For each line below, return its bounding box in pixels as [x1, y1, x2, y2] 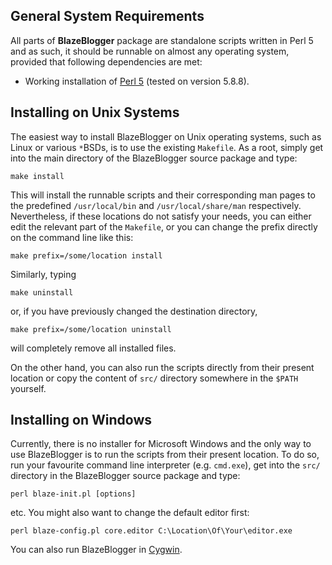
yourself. [10, 382, 47, 394]
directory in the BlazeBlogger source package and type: [10, 470, 241, 482]
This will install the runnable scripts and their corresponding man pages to [10, 189, 316, 201]
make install [10, 171, 65, 181]
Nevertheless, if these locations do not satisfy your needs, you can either [10, 210, 312, 222]
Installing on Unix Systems [10, 104, 180, 121]
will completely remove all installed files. [10, 342, 177, 354]
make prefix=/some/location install [10, 250, 163, 261]
